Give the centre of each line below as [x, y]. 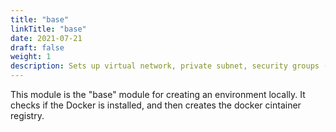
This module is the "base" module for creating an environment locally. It [158, 94]
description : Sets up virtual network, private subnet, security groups [165, 66]
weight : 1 [31, 57]
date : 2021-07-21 [46, 38]
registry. [27, 115]
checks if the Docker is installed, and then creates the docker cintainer [156, 105]
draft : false [37, 47]
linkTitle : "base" [48, 29]
